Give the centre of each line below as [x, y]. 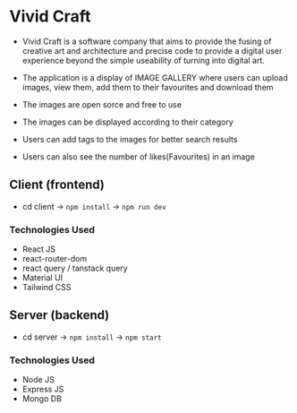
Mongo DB [42, 399]
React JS [39, 249]
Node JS [38, 380]
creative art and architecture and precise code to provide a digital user [152, 50]
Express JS [43, 389]
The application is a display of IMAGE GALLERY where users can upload [155, 77]
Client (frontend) [57, 185]
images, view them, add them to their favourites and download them [148, 87]
